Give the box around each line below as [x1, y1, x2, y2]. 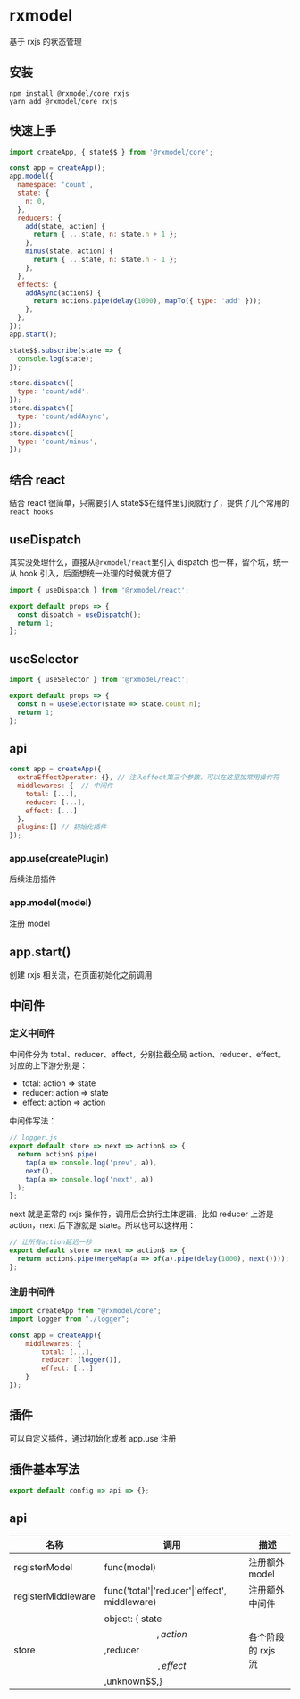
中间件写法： [9, 1115, 56, 1126]
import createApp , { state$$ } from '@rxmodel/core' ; [9, 147, 214, 156]
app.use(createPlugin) [9, 853, 109, 865]
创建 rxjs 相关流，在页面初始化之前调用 [9, 969, 153, 980]
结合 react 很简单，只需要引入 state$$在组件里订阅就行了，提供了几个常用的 [9, 498, 290, 509]
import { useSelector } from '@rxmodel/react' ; [9, 676, 190, 685]
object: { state [104, 1612, 162, 1625]
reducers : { [17, 214, 62, 223]
